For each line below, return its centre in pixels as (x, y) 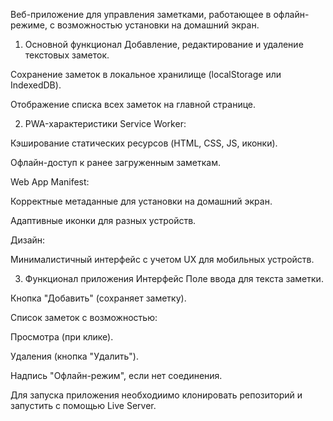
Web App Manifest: (50, 182)
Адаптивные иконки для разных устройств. (103, 220)
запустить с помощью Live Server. (83, 405)
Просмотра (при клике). (62, 337)
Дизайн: (28, 240)
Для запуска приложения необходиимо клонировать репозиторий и (156, 395)
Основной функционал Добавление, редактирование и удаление (164, 44)
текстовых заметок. (67, 55)
